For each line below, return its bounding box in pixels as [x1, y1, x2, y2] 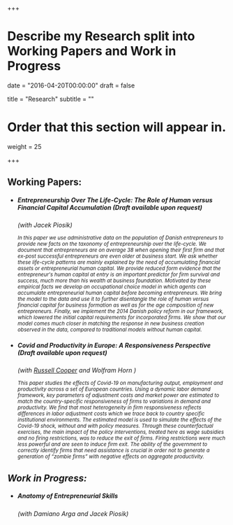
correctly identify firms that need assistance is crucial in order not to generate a [17, 447, 210, 454]
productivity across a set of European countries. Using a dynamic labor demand [17, 386, 211, 393]
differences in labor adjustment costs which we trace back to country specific [17, 410, 205, 417]
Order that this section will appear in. [7, 120, 227, 135]
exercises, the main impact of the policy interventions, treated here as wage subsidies [17, 428, 225, 436]
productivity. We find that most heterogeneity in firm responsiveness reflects [17, 404, 202, 412]
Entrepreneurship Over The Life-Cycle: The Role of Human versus [17, 195, 213, 204]
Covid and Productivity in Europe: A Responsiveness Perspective [17, 341, 211, 349]
